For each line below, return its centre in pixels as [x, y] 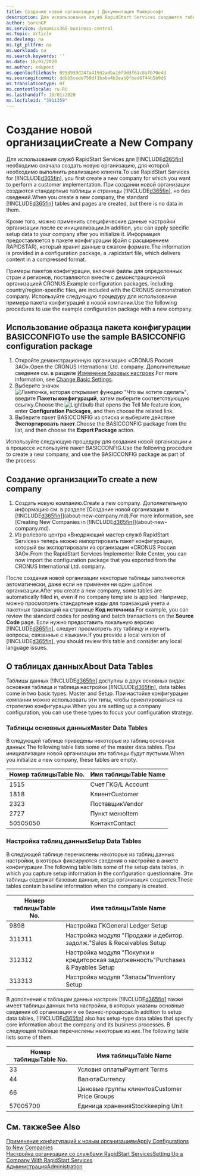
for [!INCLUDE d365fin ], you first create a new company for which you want [99, 178]
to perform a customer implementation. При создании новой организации [98, 184]
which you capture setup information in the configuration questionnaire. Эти [100, 873]
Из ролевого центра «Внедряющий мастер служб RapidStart [92, 535]
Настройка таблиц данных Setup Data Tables [74, 841]
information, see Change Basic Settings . [64, 380]
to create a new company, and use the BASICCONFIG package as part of [96, 454]
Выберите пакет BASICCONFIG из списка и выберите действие [95, 417]
